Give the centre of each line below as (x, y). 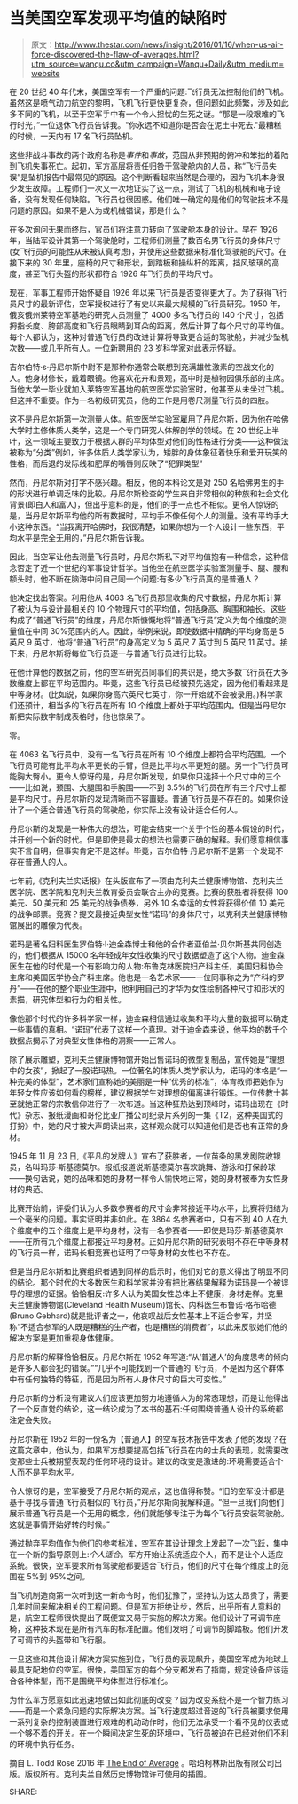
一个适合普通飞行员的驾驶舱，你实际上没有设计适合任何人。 (133, 810)
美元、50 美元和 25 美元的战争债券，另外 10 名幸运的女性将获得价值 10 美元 (147, 903)
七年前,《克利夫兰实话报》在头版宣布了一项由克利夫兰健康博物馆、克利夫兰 (146, 881)
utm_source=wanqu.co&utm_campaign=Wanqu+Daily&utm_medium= (157, 64)
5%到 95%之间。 (58, 1576)
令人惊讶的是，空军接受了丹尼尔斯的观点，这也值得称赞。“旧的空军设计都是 (147, 1491)
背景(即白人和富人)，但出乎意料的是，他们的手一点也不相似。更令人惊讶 (141, 504)
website (45, 73)
